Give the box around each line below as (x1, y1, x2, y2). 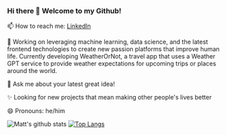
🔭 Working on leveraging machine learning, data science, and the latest (7, 37, 208, 46)
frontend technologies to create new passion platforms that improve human (7, 45, 221, 53)
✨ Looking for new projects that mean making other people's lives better (7, 93, 212, 102)
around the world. (7, 67, 58, 75)
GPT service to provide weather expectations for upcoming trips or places (7, 59, 216, 67)
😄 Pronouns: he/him (7, 107, 65, 115)
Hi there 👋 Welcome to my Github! (7, 6, 122, 16)
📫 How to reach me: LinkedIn (7, 22, 91, 30)
